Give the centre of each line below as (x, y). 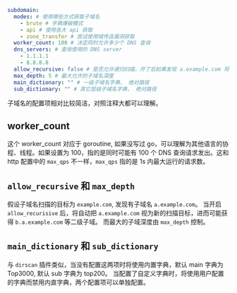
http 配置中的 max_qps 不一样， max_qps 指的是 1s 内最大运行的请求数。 (108, 162)
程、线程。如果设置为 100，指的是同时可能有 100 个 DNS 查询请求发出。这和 (118, 153)
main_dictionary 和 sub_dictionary (83, 246)
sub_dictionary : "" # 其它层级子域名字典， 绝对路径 (85, 89)
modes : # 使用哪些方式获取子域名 (57, 17)
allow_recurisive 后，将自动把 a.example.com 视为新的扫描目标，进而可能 (115, 213)
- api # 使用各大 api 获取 (56, 30)
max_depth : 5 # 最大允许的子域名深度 (64, 76)
